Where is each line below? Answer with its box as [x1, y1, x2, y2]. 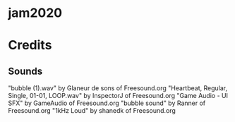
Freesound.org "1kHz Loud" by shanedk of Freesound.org [8, 106, 176, 115]
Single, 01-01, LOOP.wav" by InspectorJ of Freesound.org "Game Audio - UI [8, 92, 229, 100]
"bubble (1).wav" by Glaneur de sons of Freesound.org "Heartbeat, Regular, [8, 84, 228, 92]
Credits [8, 37, 52, 54]
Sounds [8, 65, 43, 77]
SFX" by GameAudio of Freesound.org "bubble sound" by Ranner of [8, 99, 206, 107]
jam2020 [8, 5, 63, 21]
